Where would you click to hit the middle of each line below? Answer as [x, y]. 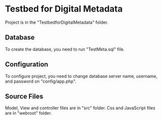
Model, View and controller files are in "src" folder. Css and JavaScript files [80, 108]
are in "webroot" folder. [28, 113]
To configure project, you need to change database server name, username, [81, 76]
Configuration [27, 65]
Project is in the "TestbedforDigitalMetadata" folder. [57, 22]
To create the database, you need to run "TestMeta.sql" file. [65, 49]
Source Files [24, 96]
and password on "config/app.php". [41, 81]
